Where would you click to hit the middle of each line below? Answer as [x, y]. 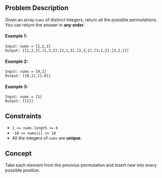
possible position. [23, 170]
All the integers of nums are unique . [47, 138]
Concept [18, 153]
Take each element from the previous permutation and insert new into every [81, 165]
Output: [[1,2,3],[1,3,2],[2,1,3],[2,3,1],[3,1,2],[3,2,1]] [67, 51]
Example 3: [16, 87]
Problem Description [37, 8]
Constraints [23, 116]
